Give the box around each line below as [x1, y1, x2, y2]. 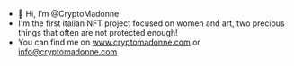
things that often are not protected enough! [17, 28, 178, 37]
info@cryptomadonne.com [17, 46, 118, 57]
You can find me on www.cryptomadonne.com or [17, 37, 200, 47]
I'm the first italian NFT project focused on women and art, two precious [17, 18, 285, 29]
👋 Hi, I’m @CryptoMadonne [17, 9, 120, 19]
